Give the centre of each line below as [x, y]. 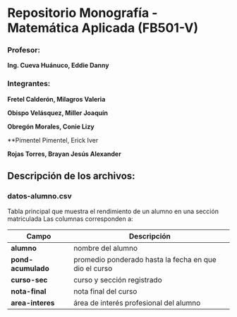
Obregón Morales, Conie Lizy [51, 126]
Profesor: [24, 50]
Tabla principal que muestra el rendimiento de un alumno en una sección [113, 211]
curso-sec [29, 280]
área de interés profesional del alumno [137, 303]
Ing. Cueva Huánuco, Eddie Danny [58, 66]
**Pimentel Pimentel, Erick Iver [53, 140]
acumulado [30, 268]
